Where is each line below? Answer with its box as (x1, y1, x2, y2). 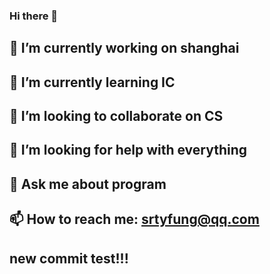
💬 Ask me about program (9, 175, 167, 193)
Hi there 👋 (9, 9, 59, 23)
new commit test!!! (9, 250, 129, 267)
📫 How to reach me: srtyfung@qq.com (9, 211, 260, 228)
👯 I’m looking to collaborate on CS (9, 108, 224, 125)
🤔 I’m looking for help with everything (9, 142, 248, 159)
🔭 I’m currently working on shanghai (9, 40, 240, 57)
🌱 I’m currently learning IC (9, 74, 176, 91)
